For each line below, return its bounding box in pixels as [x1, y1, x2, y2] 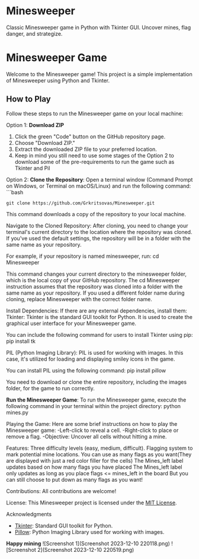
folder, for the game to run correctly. [6, 384, 95, 391]
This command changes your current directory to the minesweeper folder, [6, 270, 187, 277]
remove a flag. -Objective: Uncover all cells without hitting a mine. [6, 432, 167, 440]
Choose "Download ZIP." [14, 139, 75, 146]
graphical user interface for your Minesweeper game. [6, 320, 137, 327]
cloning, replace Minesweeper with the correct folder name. [6, 295, 153, 302]
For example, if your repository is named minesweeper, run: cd [6, 252, 159, 260]
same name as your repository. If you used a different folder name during [6, 289, 185, 296]
